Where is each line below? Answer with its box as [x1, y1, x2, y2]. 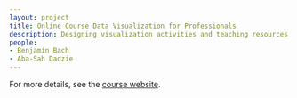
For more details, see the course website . [9, 79, 161, 89]
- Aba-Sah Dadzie [9, 54, 74, 63]
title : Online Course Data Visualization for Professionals [9, 21, 237, 30]
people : [9, 37, 38, 47]
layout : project [9, 12, 69, 22]
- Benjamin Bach [9, 46, 69, 55]
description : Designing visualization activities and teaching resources [9, 29, 289, 38]
